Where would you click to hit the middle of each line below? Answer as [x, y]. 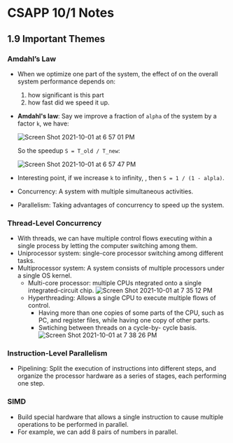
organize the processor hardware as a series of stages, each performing [122, 376]
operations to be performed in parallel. [73, 424]
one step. [31, 383]
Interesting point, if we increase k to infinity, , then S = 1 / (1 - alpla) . [121, 177]
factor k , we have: [43, 123]
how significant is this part [66, 95]
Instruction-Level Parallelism [57, 353]
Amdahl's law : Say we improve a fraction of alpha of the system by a [117, 116]
